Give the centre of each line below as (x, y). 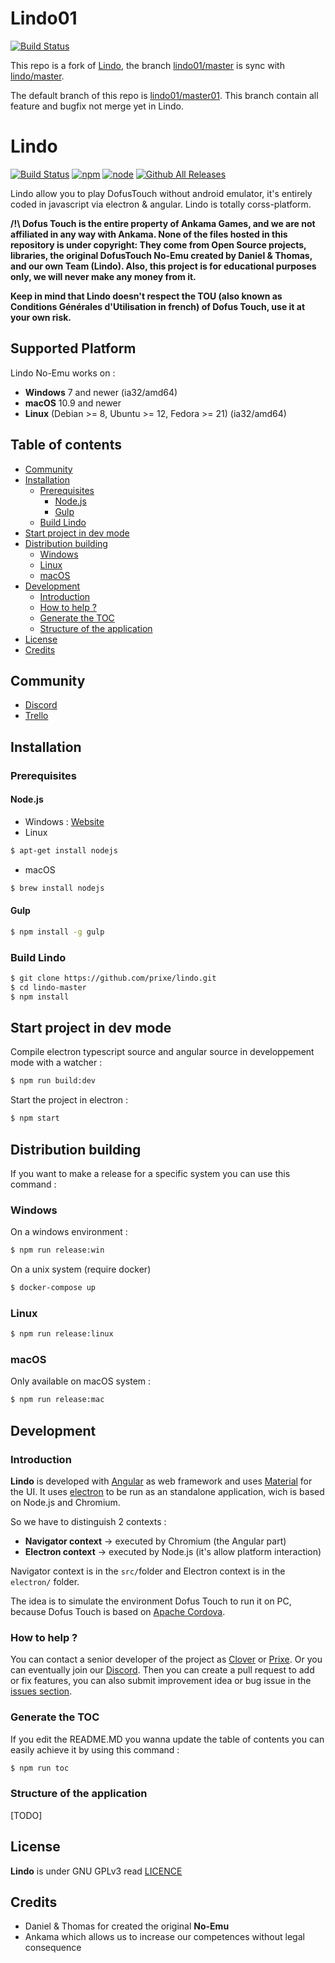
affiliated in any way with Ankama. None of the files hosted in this (149, 234)
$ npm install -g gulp (57, 932)
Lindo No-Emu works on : (63, 373)
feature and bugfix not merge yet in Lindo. (97, 106)
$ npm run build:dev (53, 1081)
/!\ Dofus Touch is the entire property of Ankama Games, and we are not (163, 223)
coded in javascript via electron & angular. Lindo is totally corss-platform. (161, 204)
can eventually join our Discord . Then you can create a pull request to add (162, 1670)
